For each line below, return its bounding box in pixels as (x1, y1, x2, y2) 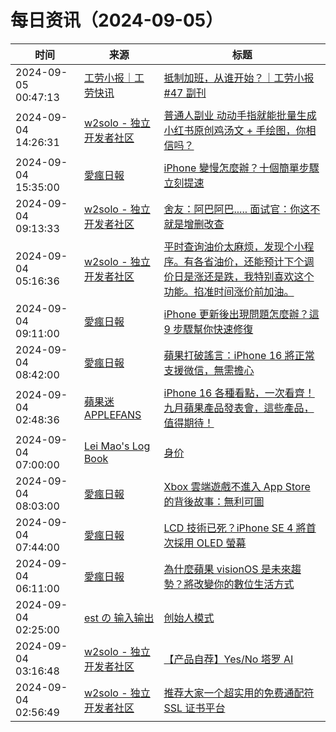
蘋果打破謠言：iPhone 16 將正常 (163, 348, 315, 362)
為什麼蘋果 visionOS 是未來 (163, 562, 292, 576)
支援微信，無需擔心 (163, 363, 255, 377)
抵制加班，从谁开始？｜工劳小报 (163, 71, 315, 85)
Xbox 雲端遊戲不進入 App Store (163, 479, 311, 493)
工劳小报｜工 (83, 71, 145, 85)
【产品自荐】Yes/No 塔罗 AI (163, 652, 294, 666)
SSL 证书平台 (163, 701, 226, 715)
